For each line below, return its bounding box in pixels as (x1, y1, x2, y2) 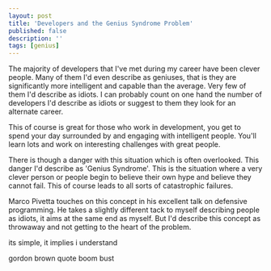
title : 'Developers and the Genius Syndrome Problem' (8, 19, 194, 27)
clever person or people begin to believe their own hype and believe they (8, 173, 252, 182)
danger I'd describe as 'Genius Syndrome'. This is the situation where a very (8, 164, 263, 173)
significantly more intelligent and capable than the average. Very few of (8, 81, 247, 91)
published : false (8, 27, 67, 35)
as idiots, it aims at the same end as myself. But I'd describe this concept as (8, 214, 261, 223)
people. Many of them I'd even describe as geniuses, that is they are (8, 73, 237, 82)
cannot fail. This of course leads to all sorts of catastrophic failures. (8, 181, 233, 190)
